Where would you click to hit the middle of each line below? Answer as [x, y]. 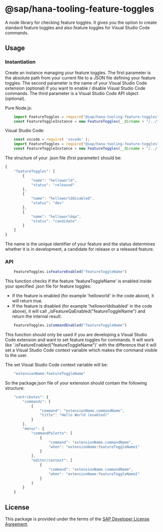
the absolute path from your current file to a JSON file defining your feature [80, 78]
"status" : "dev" [47, 203]
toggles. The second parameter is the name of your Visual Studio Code [76, 83]
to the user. [16, 355]
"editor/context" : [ [52, 460]
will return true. [27, 301]
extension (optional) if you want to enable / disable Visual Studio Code [75, 88]
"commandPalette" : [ [52, 433]
